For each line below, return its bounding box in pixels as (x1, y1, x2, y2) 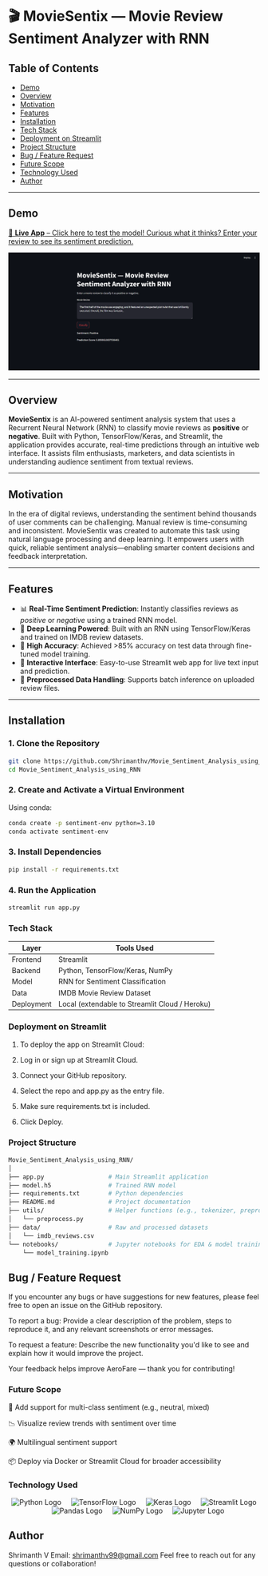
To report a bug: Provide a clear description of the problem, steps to (8, 1316, 232, 1326)
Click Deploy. (19, 1117, 64, 1127)
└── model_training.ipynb (22, 1249, 109, 1257)
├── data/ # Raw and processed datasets (8, 1223, 209, 1231)
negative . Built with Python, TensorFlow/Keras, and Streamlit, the (8, 432, 223, 441)
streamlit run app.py (8, 904, 81, 912)
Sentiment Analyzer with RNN (8, 30, 210, 48)
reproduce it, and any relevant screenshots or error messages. (8, 1325, 214, 1335)
